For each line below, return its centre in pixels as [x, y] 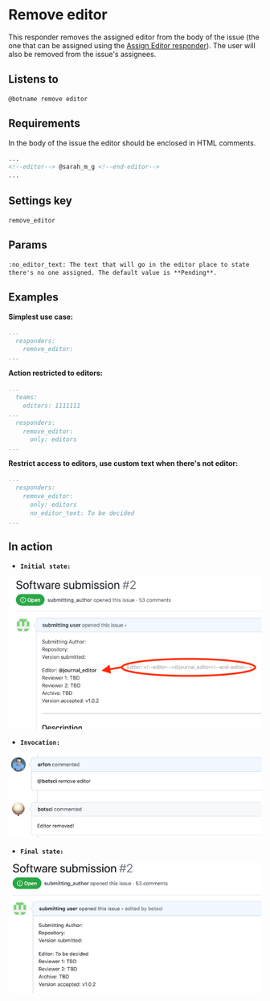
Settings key [40, 200]
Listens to [33, 79]
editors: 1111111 [52, 406]
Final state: [42, 852]
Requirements [44, 123]
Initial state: [45, 567]
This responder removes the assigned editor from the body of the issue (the [134, 37]
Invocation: [40, 743]
